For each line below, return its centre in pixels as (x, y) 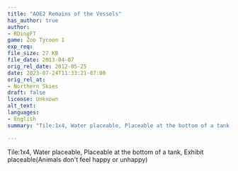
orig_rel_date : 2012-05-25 (47, 66)
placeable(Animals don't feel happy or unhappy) (78, 159)
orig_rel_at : (27, 79)
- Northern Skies (33, 86)
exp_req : (20, 47)
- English (22, 119)
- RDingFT (22, 34)
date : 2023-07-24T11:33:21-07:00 (57, 73)
